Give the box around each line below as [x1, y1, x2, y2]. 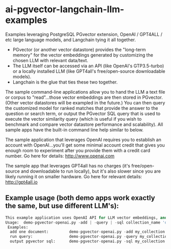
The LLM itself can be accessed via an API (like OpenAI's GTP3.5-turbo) [12, 63, 164, 69]
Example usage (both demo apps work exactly [5, 193, 155, 202]
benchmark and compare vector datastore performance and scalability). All [5, 121, 163, 127]
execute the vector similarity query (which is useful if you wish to [5, 116, 142, 122]
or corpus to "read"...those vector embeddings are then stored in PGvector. [5, 94, 163, 100]
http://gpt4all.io [5, 179, 38, 185]
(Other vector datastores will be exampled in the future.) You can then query [5, 99, 165, 105]
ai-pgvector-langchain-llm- [5, 4, 125, 15]
